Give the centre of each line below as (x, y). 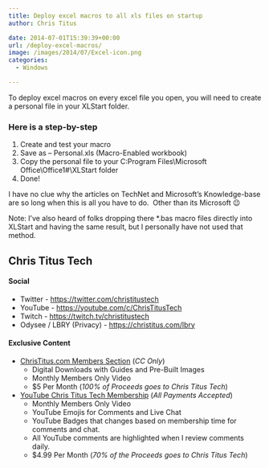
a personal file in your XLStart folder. (69, 106)
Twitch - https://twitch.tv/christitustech (85, 316)
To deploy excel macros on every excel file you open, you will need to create (135, 97)
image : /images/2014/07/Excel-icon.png (75, 53)
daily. (41, 446)
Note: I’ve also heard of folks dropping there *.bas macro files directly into (130, 219)
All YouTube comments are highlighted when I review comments (138, 437)
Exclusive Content (39, 343)
